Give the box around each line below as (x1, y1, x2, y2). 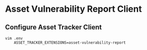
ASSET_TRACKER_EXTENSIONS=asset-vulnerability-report (14, 40, 126, 45)
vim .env (5, 36, 23, 41)
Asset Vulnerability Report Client (5, 3, 142, 15)
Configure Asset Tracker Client (5, 23, 102, 31)
